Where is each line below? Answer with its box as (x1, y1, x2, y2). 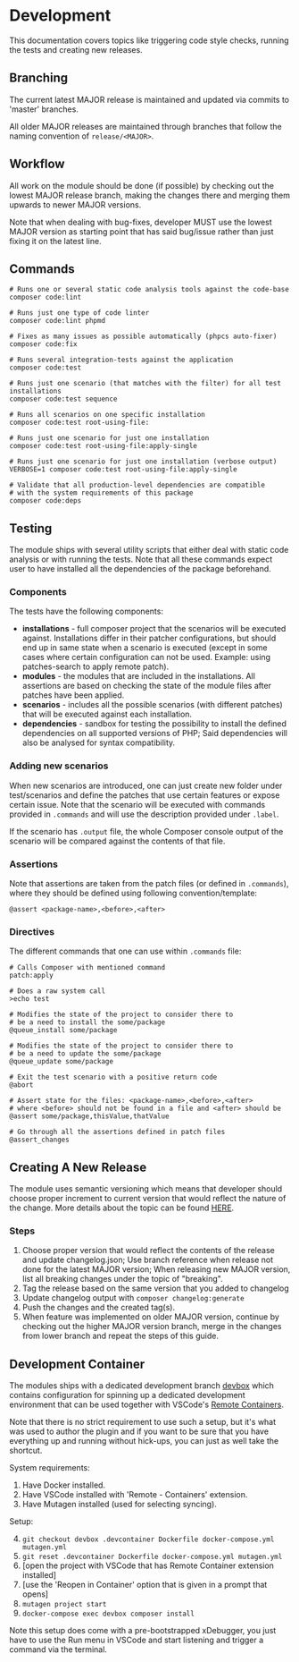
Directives (9, 926, 55, 937)
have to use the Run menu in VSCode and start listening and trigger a (9, 1634, 264, 1646)
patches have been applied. (21, 690, 125, 700)
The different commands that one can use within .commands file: (9, 945, 242, 957)
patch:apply (9, 971, 54, 980)
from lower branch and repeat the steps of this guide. (21, 1330, 219, 1342)
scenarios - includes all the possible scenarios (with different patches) (21, 700, 283, 710)
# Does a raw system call (9, 987, 105, 996)
